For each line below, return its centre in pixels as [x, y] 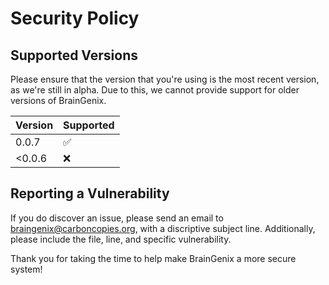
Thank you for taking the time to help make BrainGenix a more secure [153, 258]
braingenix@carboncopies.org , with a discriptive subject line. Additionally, [163, 228]
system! [26, 269]
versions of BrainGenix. [58, 100]
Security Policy [75, 18]
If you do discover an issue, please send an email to [117, 218]
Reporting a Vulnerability [90, 193]
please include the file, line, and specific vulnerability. [121, 239]
